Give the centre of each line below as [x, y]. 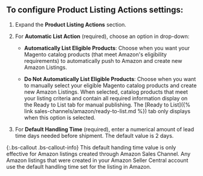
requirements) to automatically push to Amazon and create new [103, 60]
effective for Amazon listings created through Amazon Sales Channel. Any [98, 154]
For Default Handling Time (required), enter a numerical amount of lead [105, 129]
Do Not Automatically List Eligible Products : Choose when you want [110, 79]
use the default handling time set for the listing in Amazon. [79, 166]
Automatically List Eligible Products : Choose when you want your [107, 48]
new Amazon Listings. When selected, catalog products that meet [106, 92]
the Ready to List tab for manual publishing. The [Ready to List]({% [107, 105]
